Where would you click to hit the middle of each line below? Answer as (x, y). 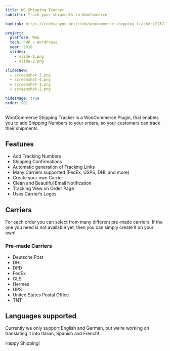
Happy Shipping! (23, 343)
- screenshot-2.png (30, 89)
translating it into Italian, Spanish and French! (52, 334)
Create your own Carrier (38, 178)
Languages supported (41, 316)
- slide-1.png (29, 56)
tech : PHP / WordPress (34, 43)
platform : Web (25, 38)
